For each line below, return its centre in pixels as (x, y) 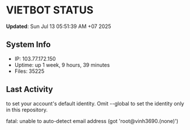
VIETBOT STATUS (50, 10)
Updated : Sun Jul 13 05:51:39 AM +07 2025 (59, 26)
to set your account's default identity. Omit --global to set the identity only (95, 103)
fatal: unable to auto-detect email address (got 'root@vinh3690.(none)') (92, 121)
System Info (29, 45)
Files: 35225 (29, 71)
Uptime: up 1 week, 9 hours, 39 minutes (62, 65)
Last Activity (30, 89)
